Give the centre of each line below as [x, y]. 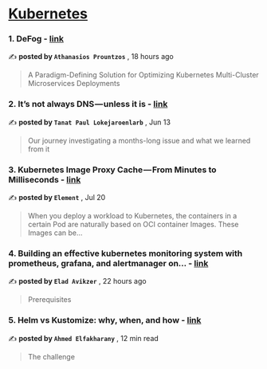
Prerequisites [49, 300]
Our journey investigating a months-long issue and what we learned [139, 140]
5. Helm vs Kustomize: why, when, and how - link [105, 320]
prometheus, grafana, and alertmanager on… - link [108, 263]
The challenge [51, 356]
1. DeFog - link [36, 39]
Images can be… [55, 233]
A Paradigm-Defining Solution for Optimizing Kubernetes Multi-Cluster [143, 75]
